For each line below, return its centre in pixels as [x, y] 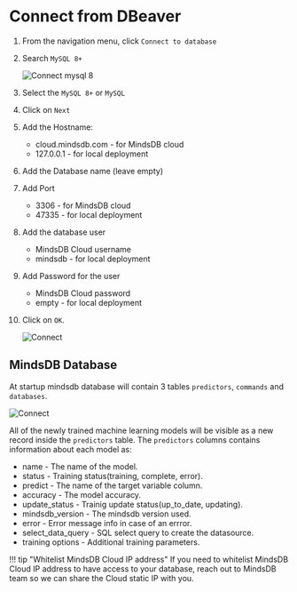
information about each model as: [71, 449]
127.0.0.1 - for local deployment [92, 154]
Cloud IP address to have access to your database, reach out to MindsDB [143, 568]
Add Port [38, 188]
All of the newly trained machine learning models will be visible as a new [141, 430]
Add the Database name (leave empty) [93, 171]
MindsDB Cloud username [83, 249]
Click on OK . [43, 320]
